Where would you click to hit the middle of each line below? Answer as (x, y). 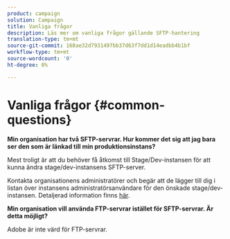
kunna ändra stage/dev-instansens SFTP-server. (77, 167)
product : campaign (34, 13)
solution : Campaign (35, 20)
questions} (39, 120)
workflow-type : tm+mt (38, 52)
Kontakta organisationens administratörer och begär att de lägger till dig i (112, 180)
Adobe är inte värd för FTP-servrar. (57, 229)
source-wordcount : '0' (40, 59)
